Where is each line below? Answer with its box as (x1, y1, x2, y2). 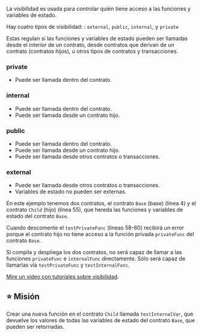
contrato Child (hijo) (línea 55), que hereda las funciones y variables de (6, 206, 184, 213)
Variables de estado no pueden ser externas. (14, 188, 127, 195)
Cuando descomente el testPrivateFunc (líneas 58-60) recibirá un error (6, 224, 185, 231)
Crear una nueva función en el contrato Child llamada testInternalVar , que (6, 310, 194, 317)
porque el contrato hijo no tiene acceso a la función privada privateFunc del (6, 231, 194, 238)
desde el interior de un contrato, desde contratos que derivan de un (6, 42, 175, 48)
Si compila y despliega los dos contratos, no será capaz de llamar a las (6, 249, 182, 256)
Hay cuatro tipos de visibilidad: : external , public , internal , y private (6, 23, 179, 30)
